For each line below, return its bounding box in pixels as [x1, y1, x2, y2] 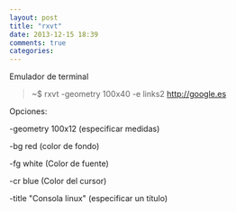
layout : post [9, 13, 59, 22]
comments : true [9, 38, 67, 48]
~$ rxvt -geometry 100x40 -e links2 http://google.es [31, 89, 227, 100]
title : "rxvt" [9, 22, 63, 31]
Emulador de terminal [9, 71, 89, 82]
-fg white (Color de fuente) [9, 158, 110, 169]
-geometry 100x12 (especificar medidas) [9, 123, 160, 135]
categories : [9, 47, 54, 56]
